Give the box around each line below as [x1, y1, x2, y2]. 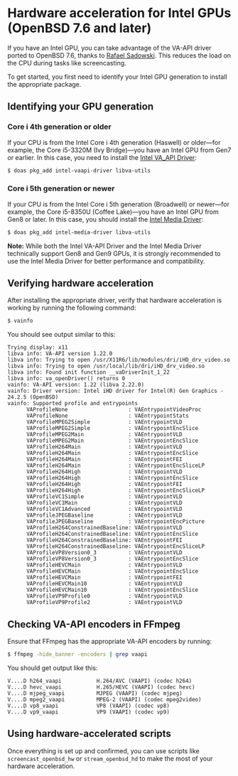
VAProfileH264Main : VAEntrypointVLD [26, 443, 183, 451]
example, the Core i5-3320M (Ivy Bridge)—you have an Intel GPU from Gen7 [7, 146, 232, 154]
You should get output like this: [7, 664, 98, 672]
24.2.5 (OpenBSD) [7, 394, 59, 401]
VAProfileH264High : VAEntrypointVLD [26, 468, 183, 475]
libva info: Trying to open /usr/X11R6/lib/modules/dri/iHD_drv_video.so [7, 357, 231, 364]
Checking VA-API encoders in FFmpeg [7, 618, 180, 630]
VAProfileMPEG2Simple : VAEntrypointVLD [26, 419, 183, 426]
